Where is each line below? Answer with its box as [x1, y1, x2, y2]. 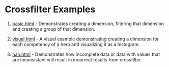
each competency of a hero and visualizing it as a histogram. [12, 41, 140, 47]
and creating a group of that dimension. [12, 26, 95, 32]
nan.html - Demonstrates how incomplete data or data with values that [12, 51, 160, 57]
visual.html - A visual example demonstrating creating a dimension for [12, 36, 159, 42]
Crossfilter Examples [5, 4, 96, 15]
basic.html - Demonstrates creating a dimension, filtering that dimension [12, 20, 164, 27]
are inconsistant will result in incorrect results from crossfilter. [12, 56, 142, 62]
